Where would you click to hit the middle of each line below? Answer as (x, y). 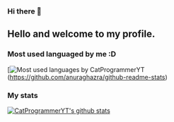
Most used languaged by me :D (62, 54)
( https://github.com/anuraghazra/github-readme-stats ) (87, 77)
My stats (23, 95)
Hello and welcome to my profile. (81, 34)
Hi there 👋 (25, 11)
